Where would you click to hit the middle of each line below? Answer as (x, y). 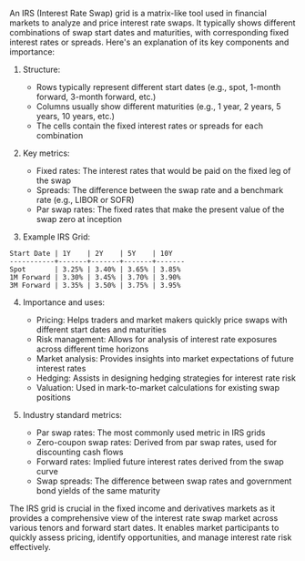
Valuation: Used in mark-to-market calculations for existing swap (158, 388)
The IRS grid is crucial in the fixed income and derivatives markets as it (142, 508)
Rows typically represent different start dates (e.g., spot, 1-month (158, 87)
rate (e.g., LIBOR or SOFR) (85, 200)
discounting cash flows (80, 452)
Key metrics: (46, 153)
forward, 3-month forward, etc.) (96, 97)
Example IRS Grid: (56, 237)
